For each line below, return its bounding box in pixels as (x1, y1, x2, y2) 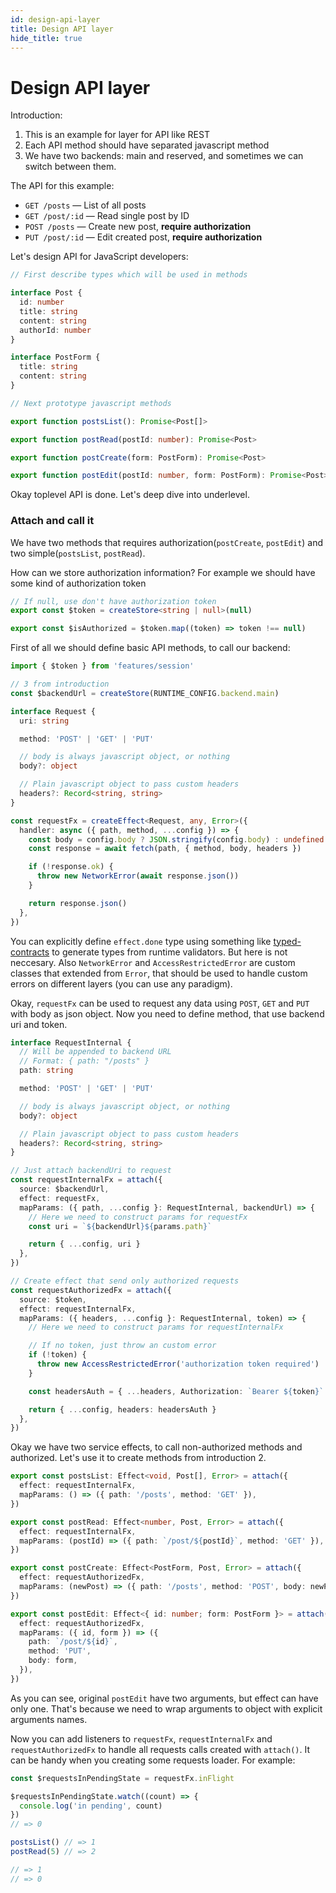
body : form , (28, 1656, 78, 1666)
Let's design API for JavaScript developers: (10, 251, 189, 263)
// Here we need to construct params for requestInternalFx (28, 1322, 284, 1333)
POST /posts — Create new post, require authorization (24, 221, 252, 233)
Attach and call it (10, 514, 95, 528)
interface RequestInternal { (10, 1037, 132, 1048)
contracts (10, 946, 50, 958)
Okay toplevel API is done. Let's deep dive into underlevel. (10, 489, 250, 501)
